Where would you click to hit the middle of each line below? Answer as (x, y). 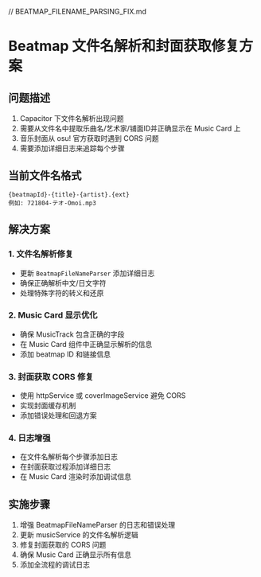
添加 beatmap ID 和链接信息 (65, 354)
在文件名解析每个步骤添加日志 (68, 457)
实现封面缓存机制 (48, 406)
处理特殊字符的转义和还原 (62, 293)
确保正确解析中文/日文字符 (63, 283)
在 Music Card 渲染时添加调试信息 (76, 477)
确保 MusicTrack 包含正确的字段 (72, 334)
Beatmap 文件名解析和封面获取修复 (124, 46)
